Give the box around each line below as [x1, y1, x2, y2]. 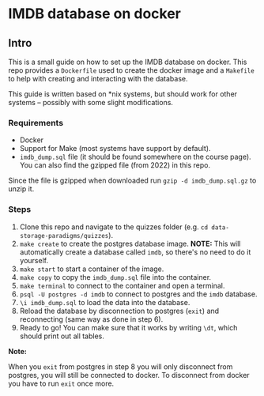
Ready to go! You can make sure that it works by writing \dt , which [19, 322, 238, 332]
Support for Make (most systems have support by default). [19, 144, 211, 153]
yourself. [19, 255, 49, 265]
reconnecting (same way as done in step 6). [19, 314, 164, 324]
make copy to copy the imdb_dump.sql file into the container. [19, 272, 212, 281]
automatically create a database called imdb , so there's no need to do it [19, 247, 251, 257]
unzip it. [8, 184, 35, 194]
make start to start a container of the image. [19, 264, 164, 273]
